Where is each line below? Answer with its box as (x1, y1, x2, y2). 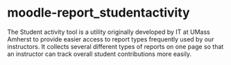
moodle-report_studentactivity (7, 5, 190, 21)
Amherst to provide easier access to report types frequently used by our (7, 35, 214, 43)
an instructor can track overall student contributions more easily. (7, 50, 192, 58)
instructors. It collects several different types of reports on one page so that (7, 42, 224, 50)
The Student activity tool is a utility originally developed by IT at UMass (7, 28, 210, 36)
